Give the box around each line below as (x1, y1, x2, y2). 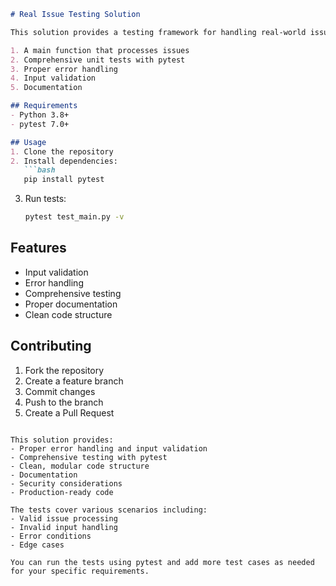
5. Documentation (10, 83, 83, 93)
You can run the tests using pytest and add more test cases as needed (10, 557, 315, 567)
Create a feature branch (24, 375, 124, 387)
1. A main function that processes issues (10, 45, 190, 55)
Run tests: (24, 193, 67, 205)
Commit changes (24, 385, 96, 397)
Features (10, 240, 67, 257)
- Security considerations (10, 478, 123, 489)
